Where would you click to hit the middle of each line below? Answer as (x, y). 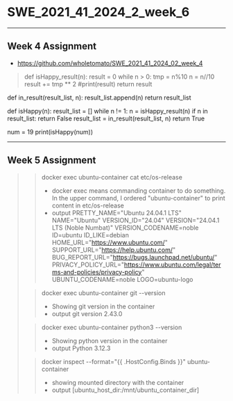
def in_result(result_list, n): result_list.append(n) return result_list (100, 97)
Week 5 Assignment (52, 160)
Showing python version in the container (110, 340)
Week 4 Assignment (52, 46)
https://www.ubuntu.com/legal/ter (172, 265)
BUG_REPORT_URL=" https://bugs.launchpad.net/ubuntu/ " (135, 257)
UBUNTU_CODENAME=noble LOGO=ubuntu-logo (122, 279)
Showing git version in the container (103, 306)
